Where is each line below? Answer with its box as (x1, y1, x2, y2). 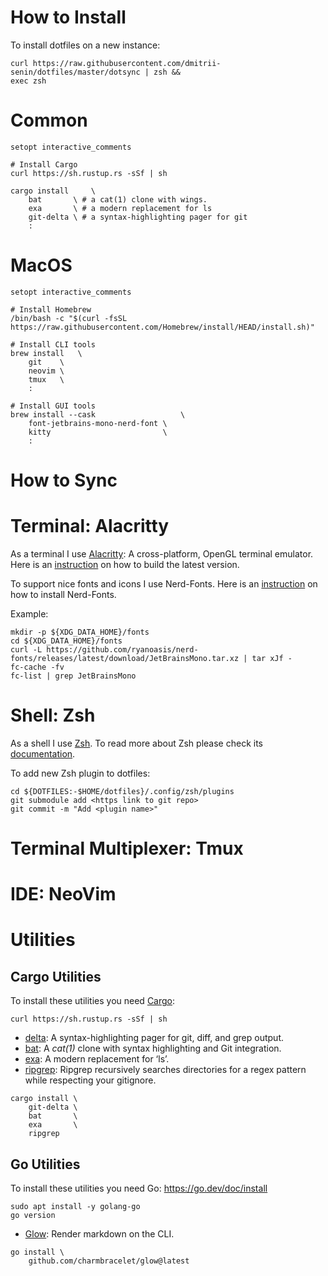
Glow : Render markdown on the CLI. (24, 1228, 175, 1240)
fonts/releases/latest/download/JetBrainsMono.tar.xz (10, 653, 240, 663)
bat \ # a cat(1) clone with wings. (28, 194, 208, 205)
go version (10, 1211, 56, 1221)
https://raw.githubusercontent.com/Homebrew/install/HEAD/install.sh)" (10, 322, 315, 332)
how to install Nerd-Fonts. (10, 588, 117, 600)
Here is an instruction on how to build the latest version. (10, 558, 240, 570)
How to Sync (10, 469, 118, 491)
